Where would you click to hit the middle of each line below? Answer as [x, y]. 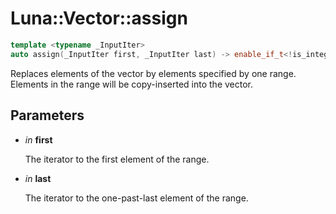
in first [38, 139]
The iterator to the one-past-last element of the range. [136, 198]
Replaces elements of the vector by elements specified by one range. [153, 73]
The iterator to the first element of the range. [117, 159]
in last [38, 178]
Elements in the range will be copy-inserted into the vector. [132, 84]
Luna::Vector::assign [99, 18]
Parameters [47, 115]
